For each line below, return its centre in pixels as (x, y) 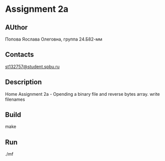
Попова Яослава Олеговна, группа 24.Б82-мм (54, 39)
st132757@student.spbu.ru (33, 66)
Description (23, 82)
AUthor (16, 27)
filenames (15, 99)
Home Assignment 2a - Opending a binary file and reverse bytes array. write (82, 94)
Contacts (20, 55)
